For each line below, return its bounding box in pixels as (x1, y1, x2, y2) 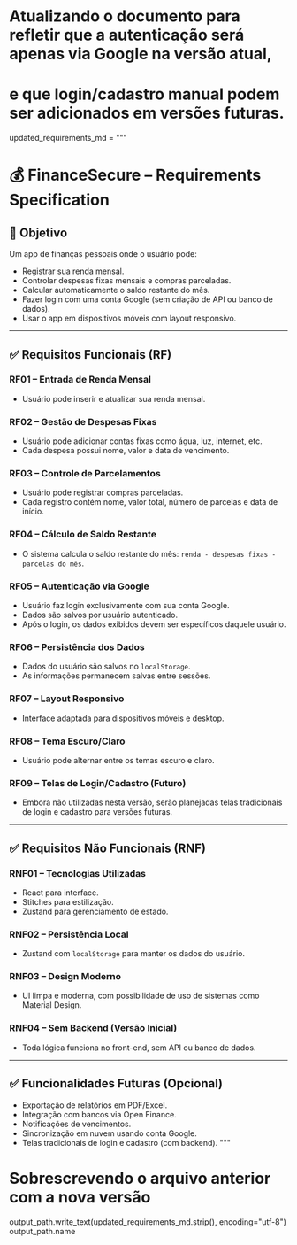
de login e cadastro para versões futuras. (21, 807, 173, 817)
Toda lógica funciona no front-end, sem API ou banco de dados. (21, 1042, 256, 1053)
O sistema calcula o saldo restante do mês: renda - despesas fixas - (21, 548, 277, 559)
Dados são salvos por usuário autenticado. (21, 609, 179, 620)
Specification (9, 190, 110, 210)
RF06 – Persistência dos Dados (9, 640, 145, 653)
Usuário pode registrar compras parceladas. (21, 487, 184, 498)
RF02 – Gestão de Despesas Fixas (9, 415, 157, 428)
